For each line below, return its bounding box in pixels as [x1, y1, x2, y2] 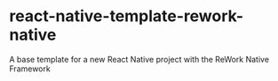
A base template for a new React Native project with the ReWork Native [9, 54, 269, 64]
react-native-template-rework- [9, 6, 244, 26]
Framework [9, 63, 51, 74]
